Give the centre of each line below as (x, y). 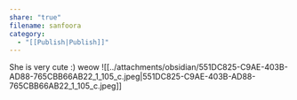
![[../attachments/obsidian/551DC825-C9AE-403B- (195, 67)
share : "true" (36, 17)
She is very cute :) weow (54, 67)
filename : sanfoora (45, 26)
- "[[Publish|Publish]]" (63, 42)
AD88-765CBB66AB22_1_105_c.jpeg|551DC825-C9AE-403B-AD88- (132, 77)
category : (28, 34)
